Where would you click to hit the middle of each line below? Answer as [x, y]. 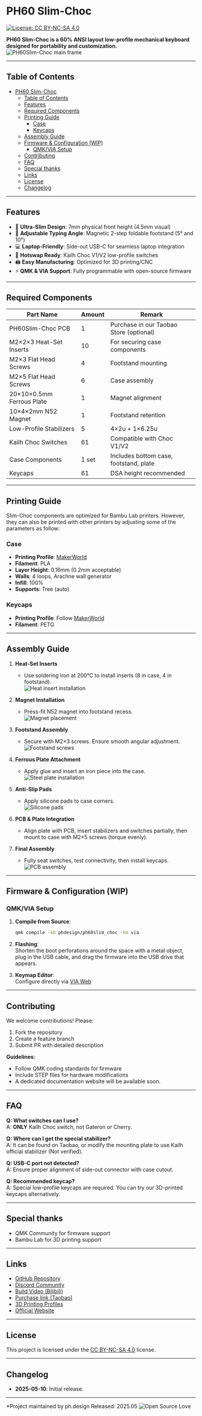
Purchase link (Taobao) [44, 1298]
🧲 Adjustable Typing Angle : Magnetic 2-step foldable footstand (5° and [104, 233]
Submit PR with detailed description [59, 1045]
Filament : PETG [35, 624]
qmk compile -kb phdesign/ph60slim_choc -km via [77, 933]
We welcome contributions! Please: [50, 1020]
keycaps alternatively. [33, 1194]
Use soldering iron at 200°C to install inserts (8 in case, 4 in [98, 675]
